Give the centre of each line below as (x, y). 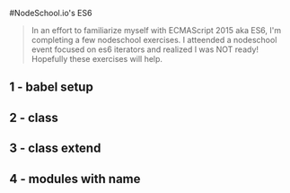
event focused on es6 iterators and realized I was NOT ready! (145, 49)
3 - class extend (55, 149)
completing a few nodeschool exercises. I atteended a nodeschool (154, 40)
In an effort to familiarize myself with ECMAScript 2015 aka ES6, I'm (156, 30)
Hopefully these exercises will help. (97, 59)
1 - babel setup (52, 88)
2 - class (34, 117)
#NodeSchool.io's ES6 (51, 13)
